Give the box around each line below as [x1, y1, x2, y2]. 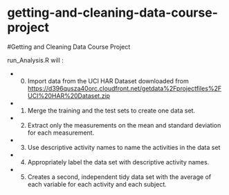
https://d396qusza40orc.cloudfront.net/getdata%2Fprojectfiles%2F [27, 84, 222, 92]
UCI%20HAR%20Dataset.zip [27, 92, 111, 100]
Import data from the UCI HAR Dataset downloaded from [27, 76, 189, 85]
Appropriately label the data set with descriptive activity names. [27, 158, 210, 166]
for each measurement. [27, 128, 95, 137]
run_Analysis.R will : [7, 56, 64, 64]
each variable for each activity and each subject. [27, 180, 167, 188]
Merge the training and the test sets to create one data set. [27, 106, 196, 115]
